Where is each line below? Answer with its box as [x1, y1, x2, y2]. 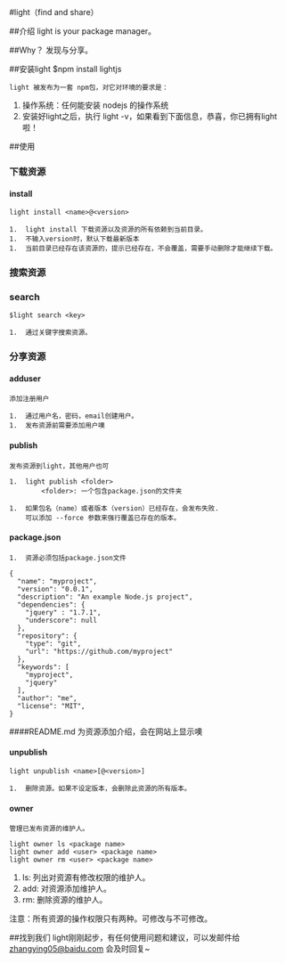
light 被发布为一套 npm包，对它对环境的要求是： [9, 83, 169, 92]
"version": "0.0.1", [17, 584, 94, 593]
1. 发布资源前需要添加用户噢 [9, 421, 105, 430]
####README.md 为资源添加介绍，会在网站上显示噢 [9, 726, 203, 737]
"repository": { [17, 631, 78, 641]
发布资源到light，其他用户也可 [9, 461, 110, 470]
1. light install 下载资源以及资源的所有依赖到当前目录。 [9, 225, 208, 234]
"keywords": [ [17, 662, 69, 672]
